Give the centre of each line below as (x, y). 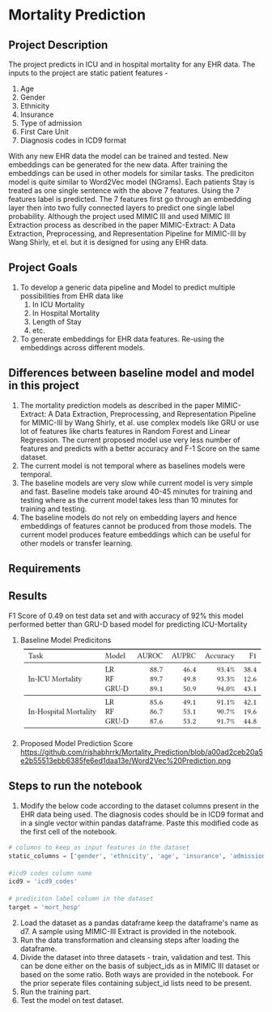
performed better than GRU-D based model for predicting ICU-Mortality (128, 624)
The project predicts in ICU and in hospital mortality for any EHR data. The (132, 64)
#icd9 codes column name (50, 873)
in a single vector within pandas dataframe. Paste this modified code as (139, 823)
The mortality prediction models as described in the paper (117, 405)
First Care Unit (44, 132)
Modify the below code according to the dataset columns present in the (139, 805)
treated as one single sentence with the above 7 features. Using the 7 (124, 191)
